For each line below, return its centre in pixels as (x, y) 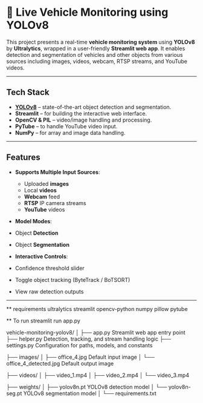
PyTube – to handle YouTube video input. (66, 126)
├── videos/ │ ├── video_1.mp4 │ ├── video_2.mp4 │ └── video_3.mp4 (98, 375)
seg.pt (14, 393)
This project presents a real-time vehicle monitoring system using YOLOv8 (101, 42)
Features (23, 158)
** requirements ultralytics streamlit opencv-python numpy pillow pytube (97, 309)
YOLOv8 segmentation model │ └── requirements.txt (90, 393)
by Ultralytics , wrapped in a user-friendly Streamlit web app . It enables (96, 48)
